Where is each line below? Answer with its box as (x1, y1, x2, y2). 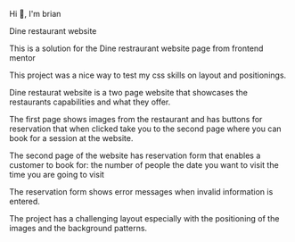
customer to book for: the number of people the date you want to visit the (9, 160, 279, 170)
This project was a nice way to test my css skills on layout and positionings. (9, 70, 287, 80)
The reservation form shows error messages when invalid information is (9, 187, 274, 196)
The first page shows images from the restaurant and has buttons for (9, 114, 263, 124)
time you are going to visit (9, 170, 105, 179)
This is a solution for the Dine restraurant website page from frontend (9, 43, 264, 54)
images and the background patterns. (9, 223, 148, 233)
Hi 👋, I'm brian (9, 9, 61, 19)
